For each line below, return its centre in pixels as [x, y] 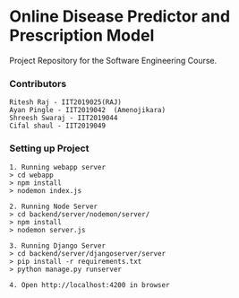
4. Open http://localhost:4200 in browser [90, 285]
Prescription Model [82, 35]
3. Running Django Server [57, 245]
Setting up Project [49, 148]
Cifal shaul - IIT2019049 [57, 126]
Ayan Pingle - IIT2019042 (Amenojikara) [88, 110]
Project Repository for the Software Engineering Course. [113, 60]
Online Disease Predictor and [120, 17]
